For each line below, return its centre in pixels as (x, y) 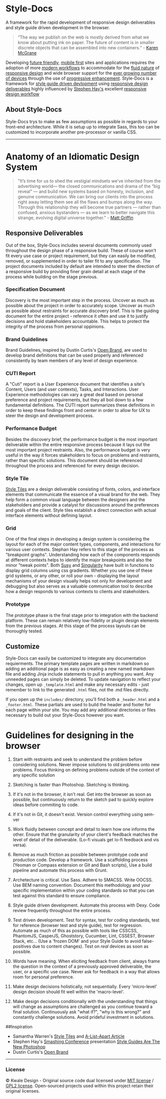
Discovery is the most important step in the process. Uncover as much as (80, 300)
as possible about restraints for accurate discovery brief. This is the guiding (82, 311)
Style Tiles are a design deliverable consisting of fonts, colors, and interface (83, 489)
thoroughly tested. (24, 631)
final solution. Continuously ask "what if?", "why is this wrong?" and (82, 1012)
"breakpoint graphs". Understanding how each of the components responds (83, 555)
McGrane (27, 53)
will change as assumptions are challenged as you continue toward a (83, 1007)
